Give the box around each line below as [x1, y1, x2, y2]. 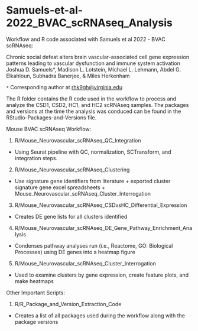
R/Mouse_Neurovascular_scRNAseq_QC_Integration [14, 137, 141, 144]
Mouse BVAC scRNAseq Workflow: [6, 125, 92, 132]
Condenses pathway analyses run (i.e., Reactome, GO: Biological [14, 242, 173, 249]
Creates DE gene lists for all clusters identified [14, 213, 128, 220]
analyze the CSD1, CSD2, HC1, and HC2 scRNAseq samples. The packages [6, 101, 189, 108]
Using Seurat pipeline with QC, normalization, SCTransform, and [14, 148, 171, 155]
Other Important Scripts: [6, 289, 65, 296]
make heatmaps [14, 277, 54, 284]
